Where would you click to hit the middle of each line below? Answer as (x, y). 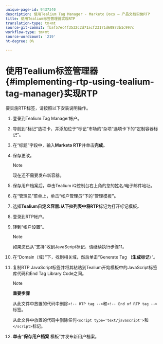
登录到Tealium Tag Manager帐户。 (47, 118)
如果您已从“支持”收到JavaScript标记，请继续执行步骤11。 (70, 247)
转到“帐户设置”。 (29, 227)
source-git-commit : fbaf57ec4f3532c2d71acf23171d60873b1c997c (70, 28)
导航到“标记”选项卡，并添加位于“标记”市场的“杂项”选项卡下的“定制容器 (83, 128)
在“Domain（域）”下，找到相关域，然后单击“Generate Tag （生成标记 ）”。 (85, 257)
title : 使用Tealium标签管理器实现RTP (40, 18)
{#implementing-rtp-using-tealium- (80, 81)
